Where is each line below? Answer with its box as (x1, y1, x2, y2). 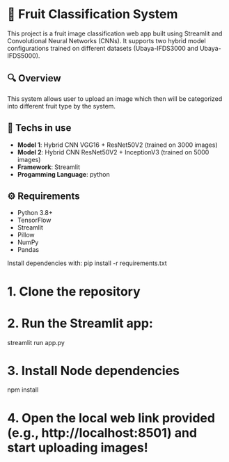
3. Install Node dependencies (7, 363, 180, 379)
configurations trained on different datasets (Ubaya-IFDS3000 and (7, 44, 198, 52)
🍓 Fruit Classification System (7, 6, 178, 22)
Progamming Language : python (17, 170, 110, 178)
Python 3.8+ (17, 209, 54, 217)
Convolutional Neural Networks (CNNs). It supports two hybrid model (7, 36, 207, 45)
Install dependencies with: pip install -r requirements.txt (7, 259, 167, 267)
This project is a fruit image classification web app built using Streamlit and (7, 29, 223, 38)
